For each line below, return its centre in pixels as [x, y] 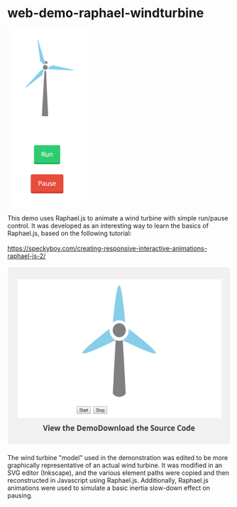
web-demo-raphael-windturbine [106, 13]
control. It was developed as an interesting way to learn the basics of [108, 225]
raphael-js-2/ [27, 256]
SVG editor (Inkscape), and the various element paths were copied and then [118, 473]
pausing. [20, 495]
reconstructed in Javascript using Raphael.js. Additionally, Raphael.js [108, 480]
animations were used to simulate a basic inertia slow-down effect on [109, 488]
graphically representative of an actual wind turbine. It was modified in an [115, 465]
